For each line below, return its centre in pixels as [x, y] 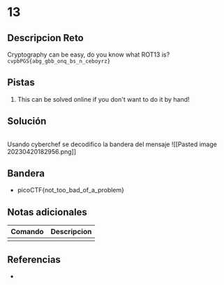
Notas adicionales [47, 212]
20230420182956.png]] [42, 151]
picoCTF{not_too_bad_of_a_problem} [70, 190]
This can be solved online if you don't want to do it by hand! [103, 99]
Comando [27, 232]
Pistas [21, 83]
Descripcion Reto [45, 38]
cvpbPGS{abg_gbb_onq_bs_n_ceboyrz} [59, 61]
